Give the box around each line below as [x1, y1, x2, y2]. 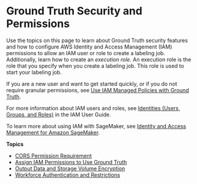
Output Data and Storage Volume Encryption [14, 165, 126, 172]
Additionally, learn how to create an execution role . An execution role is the [6, 56, 192, 63]
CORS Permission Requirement [14, 152, 92, 159]
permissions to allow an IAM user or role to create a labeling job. [6, 49, 165, 56]
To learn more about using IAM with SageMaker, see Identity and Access [6, 122, 186, 129]
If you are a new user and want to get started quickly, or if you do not [6, 80, 177, 88]
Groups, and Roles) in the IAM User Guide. [6, 111, 111, 118]
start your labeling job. [6, 68, 62, 76]
